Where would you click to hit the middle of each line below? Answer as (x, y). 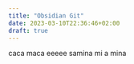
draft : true (28, 30)
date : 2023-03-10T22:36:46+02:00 (64, 23)
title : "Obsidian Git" (46, 16)
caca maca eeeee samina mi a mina (67, 54)
